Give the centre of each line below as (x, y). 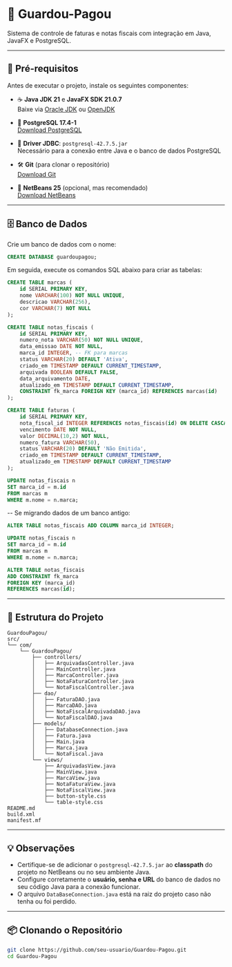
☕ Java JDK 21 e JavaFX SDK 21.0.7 (69, 99)
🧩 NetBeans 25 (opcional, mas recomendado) (83, 188)
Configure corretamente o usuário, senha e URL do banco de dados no (119, 879)
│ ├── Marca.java (60, 748)
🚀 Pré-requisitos (43, 69)
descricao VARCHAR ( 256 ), (55, 302)
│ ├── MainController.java (74, 669)
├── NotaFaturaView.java (80, 784)
